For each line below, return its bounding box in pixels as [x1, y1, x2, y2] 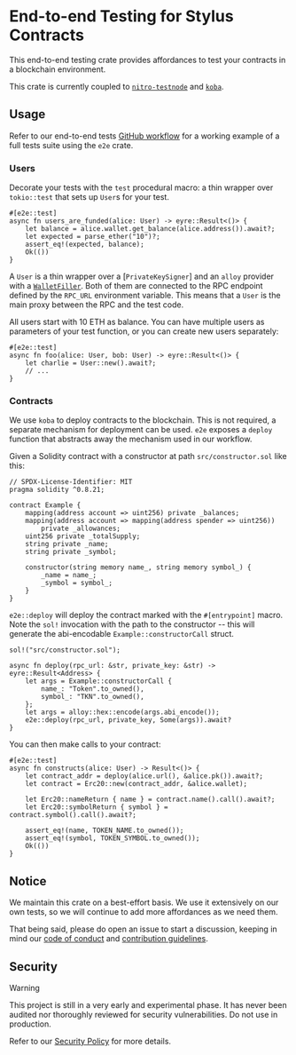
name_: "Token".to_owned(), [41, 685, 144, 694]
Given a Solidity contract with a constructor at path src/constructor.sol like [9, 451, 287, 462]
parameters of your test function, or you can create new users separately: [9, 326, 279, 337]
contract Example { [9, 501, 82, 510]
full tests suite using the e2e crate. [9, 139, 134, 150]
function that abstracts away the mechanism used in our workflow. [9, 433, 253, 445]
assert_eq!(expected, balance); [25, 240, 144, 250]
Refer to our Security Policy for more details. [9, 1035, 171, 1046]
